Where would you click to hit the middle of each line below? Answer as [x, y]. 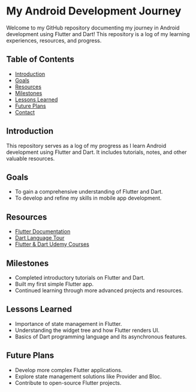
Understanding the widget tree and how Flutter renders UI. [87, 330]
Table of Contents [40, 59]
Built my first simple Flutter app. [54, 284]
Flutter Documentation [43, 231]
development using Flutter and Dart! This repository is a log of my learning [98, 34]
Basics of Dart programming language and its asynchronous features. [101, 336]
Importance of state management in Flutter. [68, 323]
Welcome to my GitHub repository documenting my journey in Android [93, 28]
